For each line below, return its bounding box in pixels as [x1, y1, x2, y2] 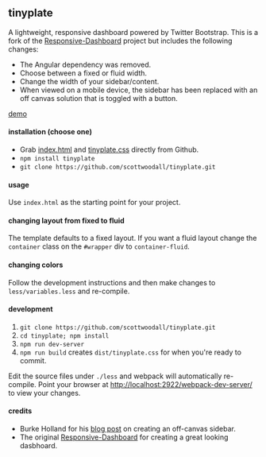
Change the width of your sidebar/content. [19, 76, 160, 86]
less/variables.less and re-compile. [8, 286, 130, 296]
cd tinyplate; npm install [19, 331, 110, 340]
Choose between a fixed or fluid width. [19, 68, 148, 78]
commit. [19, 355, 47, 365]
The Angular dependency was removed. [19, 60, 152, 69]
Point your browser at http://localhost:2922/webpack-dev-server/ [38, 379, 253, 389]
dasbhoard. [19, 441, 58, 451]
